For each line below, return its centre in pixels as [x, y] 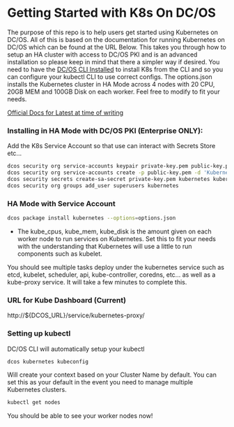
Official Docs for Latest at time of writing [65, 113]
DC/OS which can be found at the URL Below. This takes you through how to [117, 47]
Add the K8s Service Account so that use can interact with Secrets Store [111, 146]
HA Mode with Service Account [62, 203]
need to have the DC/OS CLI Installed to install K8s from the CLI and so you [115, 69]
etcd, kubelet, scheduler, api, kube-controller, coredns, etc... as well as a [111, 275]
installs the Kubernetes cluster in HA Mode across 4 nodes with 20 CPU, [111, 84]
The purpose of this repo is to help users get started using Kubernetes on [112, 32]
